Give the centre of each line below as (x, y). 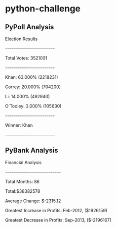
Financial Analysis (23, 162)
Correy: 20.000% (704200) (33, 87)
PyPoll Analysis (30, 27)
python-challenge (43, 9)
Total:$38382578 (23, 191)
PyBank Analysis (32, 150)
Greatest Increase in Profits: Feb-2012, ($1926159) (56, 210)
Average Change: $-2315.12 (33, 201)
